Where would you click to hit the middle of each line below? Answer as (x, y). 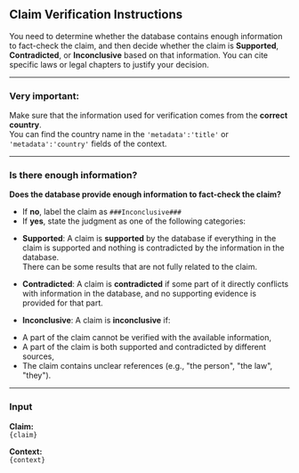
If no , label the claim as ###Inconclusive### (102, 212)
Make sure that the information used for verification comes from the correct (149, 116)
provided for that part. (63, 303)
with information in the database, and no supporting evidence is (139, 294)
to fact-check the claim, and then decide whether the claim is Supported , (144, 45)
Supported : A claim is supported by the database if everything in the (149, 239)
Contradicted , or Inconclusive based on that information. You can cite (139, 55)
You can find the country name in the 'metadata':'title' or (119, 135)
